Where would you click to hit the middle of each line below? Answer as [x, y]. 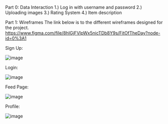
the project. [17, 28]
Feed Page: [17, 87]
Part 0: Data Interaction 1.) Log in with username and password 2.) [73, 7]
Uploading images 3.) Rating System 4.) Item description [63, 13]
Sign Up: [14, 48]
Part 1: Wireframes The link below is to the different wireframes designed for [84, 22]
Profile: [13, 106]
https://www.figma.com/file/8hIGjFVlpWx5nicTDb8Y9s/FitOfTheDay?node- [83, 33]
